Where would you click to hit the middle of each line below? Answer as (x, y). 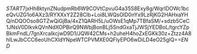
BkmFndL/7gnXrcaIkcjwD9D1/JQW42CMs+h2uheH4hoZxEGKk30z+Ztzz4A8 (99, 33)
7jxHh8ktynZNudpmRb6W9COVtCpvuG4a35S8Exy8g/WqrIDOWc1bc (106, 9)
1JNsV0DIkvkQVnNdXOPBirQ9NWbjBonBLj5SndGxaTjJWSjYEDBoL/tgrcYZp (98, 27)
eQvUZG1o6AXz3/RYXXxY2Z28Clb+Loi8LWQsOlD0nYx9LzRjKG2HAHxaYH (97, 15)
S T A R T (14, 9)
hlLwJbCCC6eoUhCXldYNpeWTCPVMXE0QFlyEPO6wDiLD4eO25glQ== (94, 40)
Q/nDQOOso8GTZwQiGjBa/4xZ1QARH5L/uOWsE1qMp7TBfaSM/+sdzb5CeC (98, 21)
